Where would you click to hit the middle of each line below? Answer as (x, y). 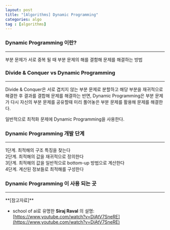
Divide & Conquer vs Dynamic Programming (60, 73)
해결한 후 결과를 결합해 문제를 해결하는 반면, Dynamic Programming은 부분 (80, 95)
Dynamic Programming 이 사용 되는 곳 (51, 184)
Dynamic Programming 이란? (41, 43)
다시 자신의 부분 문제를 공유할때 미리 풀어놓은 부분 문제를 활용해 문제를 (80, 102)
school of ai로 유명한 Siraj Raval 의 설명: (53, 211)
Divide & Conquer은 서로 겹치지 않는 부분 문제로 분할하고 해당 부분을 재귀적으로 (84, 89)
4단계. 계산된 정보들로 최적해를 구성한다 (45, 169)
